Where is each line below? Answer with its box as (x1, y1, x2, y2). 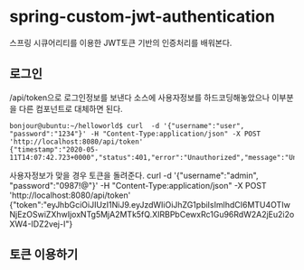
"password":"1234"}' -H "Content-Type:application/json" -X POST (9, 129, 261, 138)
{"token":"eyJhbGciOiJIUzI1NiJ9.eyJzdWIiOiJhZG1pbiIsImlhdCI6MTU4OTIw (9, 199, 291, 209)
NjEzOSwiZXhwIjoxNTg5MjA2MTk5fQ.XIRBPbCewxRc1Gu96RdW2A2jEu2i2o (9, 209, 295, 219)
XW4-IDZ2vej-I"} (9, 219, 73, 229)
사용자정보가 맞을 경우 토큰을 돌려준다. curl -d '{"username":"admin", (9, 170, 259, 181)
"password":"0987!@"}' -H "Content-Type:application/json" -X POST (9, 180, 267, 191)
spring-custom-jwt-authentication (9, 6, 276, 27)
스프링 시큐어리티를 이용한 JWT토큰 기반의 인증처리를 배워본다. (9, 37, 233, 48)
